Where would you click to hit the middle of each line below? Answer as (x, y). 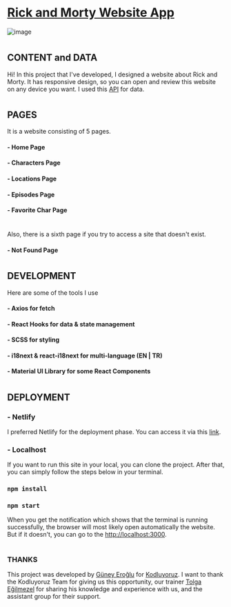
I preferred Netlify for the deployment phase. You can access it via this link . (114, 431)
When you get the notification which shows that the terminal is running (108, 520)
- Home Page (26, 147)
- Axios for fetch (31, 309)
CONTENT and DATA (52, 58)
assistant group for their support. (54, 597)
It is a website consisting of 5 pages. (59, 132)
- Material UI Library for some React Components (79, 371)
